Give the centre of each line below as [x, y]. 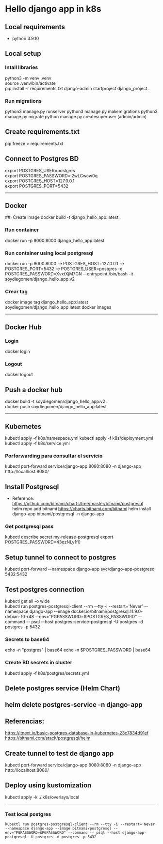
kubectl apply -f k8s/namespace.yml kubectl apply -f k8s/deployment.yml [79, 438]
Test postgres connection [45, 589]
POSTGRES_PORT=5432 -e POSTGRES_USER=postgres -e [64, 269]
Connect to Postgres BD [42, 159]
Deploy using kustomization [48, 786]
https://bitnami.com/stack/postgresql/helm [48, 738]
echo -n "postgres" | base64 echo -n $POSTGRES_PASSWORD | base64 [78, 650]
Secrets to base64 [27, 639]
